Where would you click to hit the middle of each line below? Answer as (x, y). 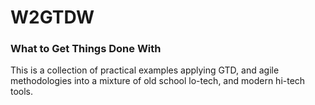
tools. (22, 92)
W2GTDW (52, 17)
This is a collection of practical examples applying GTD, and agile (145, 70)
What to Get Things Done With (86, 49)
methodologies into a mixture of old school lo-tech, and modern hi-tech (158, 81)
